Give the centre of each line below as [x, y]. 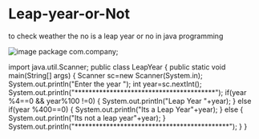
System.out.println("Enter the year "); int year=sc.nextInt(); [105, 84]
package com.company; [79, 51]
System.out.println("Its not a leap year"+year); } [87, 117]
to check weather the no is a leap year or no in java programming [116, 36]
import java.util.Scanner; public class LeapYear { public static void [117, 67]
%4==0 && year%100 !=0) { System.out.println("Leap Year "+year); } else [130, 101]
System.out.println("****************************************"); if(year [127, 92]
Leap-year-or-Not [69, 14]
